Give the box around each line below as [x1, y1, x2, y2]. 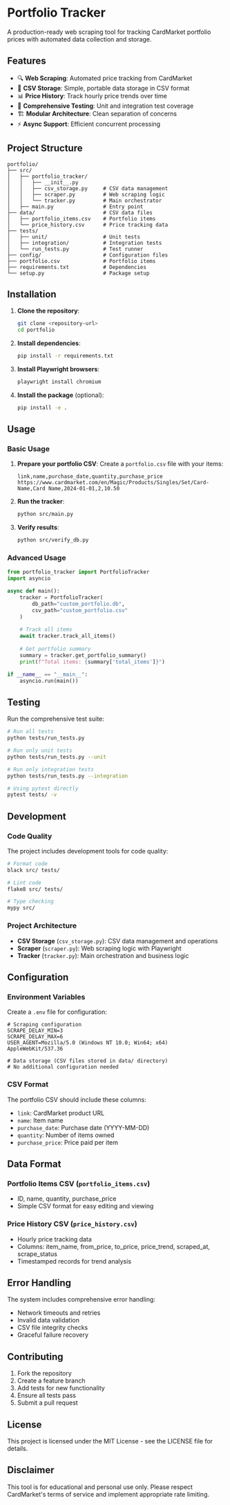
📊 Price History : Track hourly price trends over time [17, 91, 167, 100]
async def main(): [7, 588, 60, 595]
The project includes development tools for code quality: [7, 847, 169, 855]
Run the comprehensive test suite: [7, 714, 105, 723]
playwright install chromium [17, 378, 102, 385]
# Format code [7, 860, 48, 867]
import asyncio [7, 575, 51, 582]
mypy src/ [7, 905, 36, 912]
